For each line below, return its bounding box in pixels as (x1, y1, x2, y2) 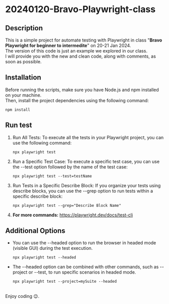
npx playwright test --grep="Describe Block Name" (12, 203, 122, 208)
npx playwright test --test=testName (12, 173, 92, 179)
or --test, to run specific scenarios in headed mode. (28, 269, 136, 275)
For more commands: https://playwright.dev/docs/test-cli (12, 211, 133, 218)
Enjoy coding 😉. (5, 293, 39, 299)
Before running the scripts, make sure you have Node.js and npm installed (5, 86, 159, 93)
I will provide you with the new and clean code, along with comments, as (5, 53, 156, 59)
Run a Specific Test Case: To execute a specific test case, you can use (12, 158, 160, 164)
